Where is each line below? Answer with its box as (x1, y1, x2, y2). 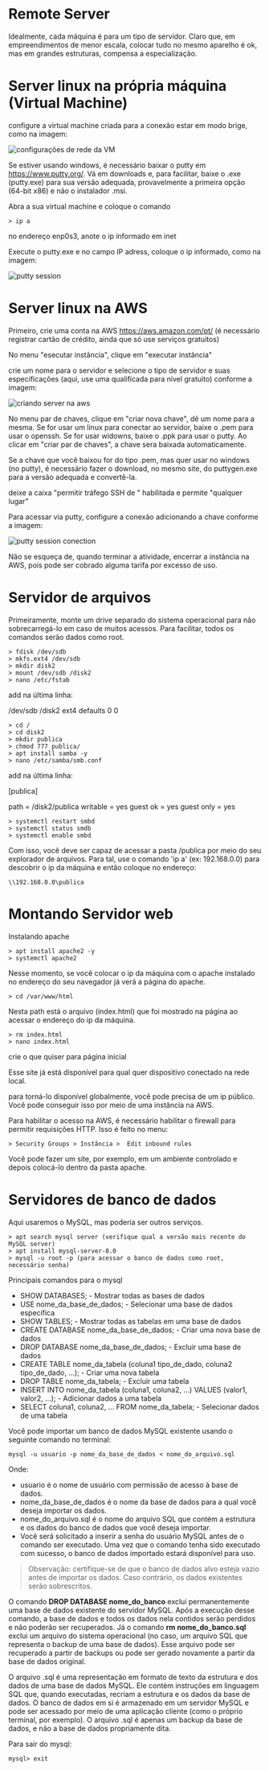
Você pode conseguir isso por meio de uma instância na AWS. (8, 1100, 214, 1109)
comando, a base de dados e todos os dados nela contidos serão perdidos (8, 1613, 256, 1623)
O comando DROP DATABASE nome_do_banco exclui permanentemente (8, 1596, 250, 1606)
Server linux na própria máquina (8, 77, 227, 95)
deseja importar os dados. (19, 1505, 107, 1515)
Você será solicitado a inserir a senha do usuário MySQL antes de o (19, 1531, 245, 1541)
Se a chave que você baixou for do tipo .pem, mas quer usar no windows (8, 455, 251, 464)
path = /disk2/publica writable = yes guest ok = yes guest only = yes (8, 802, 235, 811)
